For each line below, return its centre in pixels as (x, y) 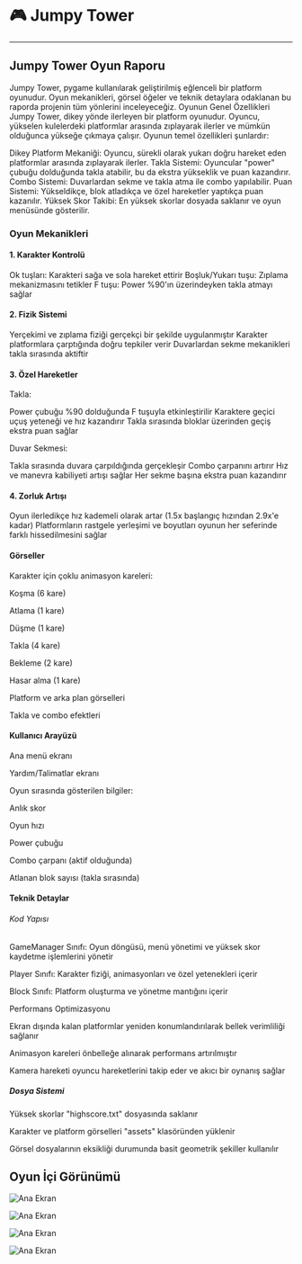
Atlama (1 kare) (37, 610)
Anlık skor (28, 808)
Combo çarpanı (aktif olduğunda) (71, 860)
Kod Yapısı (29, 919)
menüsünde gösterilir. (49, 210)
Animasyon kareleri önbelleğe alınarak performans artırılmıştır (124, 1053)
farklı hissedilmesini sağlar (58, 535)
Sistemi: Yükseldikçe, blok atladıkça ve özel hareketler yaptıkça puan (136, 191)
